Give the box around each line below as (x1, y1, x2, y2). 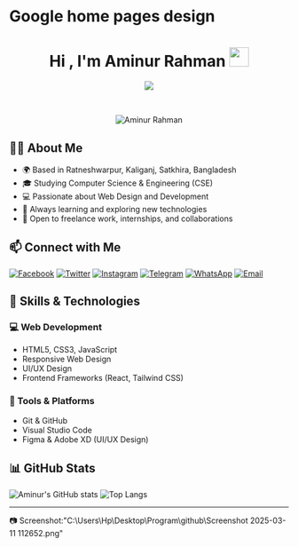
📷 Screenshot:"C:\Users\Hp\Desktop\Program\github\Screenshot (9, 515, 248, 526)
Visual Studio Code (21, 424, 93, 435)
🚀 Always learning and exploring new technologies (21, 203, 208, 214)
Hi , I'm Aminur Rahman (49, 52, 226, 72)
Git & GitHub (21, 415, 68, 425)
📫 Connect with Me (9, 240, 122, 255)
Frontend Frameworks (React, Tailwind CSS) (21, 373, 184, 384)
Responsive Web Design (21, 353, 112, 365)
